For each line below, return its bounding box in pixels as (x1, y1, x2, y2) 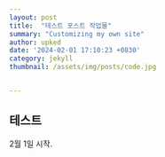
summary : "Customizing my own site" (9, 29, 145, 38)
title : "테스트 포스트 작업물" (9, 21, 113, 30)
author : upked (9, 37, 62, 47)
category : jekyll (9, 54, 74, 63)
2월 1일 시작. (9, 138, 53, 149)
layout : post (9, 12, 58, 22)
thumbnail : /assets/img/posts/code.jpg (9, 63, 157, 72)
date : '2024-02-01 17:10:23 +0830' (9, 46, 141, 55)
